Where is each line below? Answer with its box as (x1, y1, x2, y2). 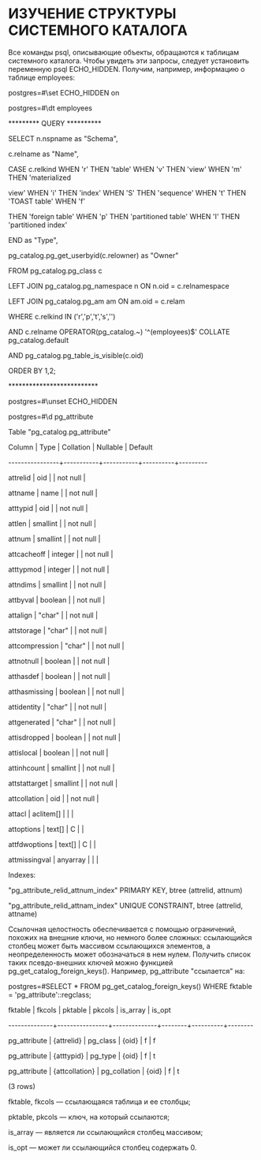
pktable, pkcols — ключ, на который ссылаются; (8, 1112, 170, 1121)
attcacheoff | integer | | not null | (8, 549, 114, 558)
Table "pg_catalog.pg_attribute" (8, 427, 112, 436)
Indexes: (8, 870, 36, 879)
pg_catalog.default (8, 335, 69, 345)
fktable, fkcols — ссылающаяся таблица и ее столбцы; (8, 1097, 191, 1106)
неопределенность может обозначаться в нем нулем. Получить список (8, 949, 251, 959)
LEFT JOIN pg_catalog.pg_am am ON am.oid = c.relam (8, 297, 185, 306)
